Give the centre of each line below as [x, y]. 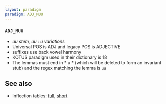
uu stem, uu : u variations [38, 41]
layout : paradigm [23, 10]
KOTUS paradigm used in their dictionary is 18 [60, 57]
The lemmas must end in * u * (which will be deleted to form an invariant [87, 62]
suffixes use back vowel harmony [47, 52]
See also [19, 84]
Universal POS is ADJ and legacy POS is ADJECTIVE [66, 47]
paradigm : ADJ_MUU [24, 14]
